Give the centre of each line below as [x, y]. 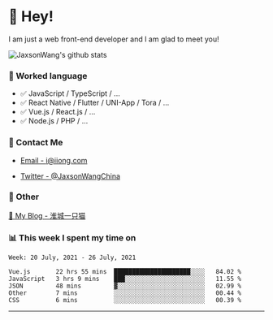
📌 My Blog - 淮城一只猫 [47, 215]
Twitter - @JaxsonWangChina [70, 176]
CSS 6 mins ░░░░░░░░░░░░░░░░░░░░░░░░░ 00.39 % [125, 301]
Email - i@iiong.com [54, 160]
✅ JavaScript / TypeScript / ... [70, 93]
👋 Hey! [31, 17]
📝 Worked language [48, 76]
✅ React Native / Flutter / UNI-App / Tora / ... [95, 103]
